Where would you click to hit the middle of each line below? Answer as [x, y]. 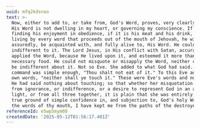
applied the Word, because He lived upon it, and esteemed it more [97, 56]
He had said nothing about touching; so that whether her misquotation [102, 84]
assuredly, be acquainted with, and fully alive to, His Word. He [96, 45]
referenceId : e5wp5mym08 [37, 111]
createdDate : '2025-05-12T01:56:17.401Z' [58, 117]
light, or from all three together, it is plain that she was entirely [102, 95]
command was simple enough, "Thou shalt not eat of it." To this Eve [99, 73]
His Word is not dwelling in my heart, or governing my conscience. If [102, 28]
